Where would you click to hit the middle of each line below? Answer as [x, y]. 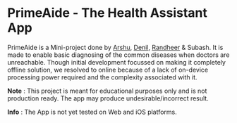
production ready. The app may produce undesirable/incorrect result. [108, 98]
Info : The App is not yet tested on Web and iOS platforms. [92, 112]
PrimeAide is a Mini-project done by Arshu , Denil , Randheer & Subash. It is [115, 47]
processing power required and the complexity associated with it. [102, 77]
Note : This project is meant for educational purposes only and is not [107, 91]
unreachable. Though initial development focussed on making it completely [116, 62]
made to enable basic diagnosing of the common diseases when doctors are [119, 55]
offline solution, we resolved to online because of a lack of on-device [108, 70]
